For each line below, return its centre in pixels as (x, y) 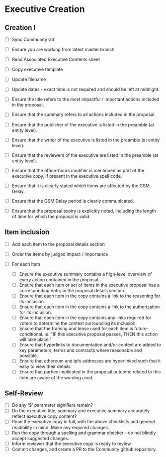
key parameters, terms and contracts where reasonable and (81, 350)
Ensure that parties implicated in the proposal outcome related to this (90, 372)
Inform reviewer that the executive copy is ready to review (71, 444)
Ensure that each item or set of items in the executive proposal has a (89, 285)
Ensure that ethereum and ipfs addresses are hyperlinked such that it (90, 361)
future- (141, 329)
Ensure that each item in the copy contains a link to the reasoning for (90, 296)
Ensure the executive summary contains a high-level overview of (85, 274)
